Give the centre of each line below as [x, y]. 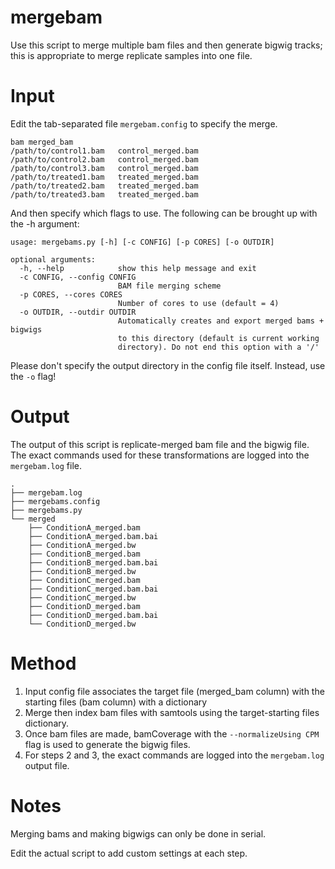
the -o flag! [33, 376]
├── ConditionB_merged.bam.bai [93, 562]
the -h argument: [45, 223]
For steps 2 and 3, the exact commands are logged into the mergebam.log [174, 755]
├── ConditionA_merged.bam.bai [93, 536]
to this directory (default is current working [218, 338]
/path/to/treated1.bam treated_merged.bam [104, 177]
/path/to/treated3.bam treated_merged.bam [104, 194]
